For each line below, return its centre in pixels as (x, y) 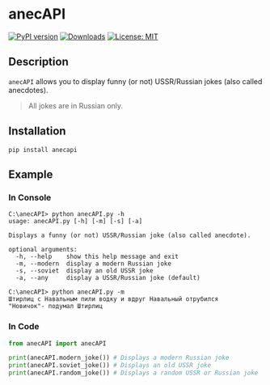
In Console (30, 197)
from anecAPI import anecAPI (57, 343)
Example (31, 174)
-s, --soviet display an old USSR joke (84, 271)
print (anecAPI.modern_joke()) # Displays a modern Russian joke (119, 358)
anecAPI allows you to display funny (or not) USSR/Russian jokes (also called (135, 81)
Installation (37, 131)
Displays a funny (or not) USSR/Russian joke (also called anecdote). (130, 235)
